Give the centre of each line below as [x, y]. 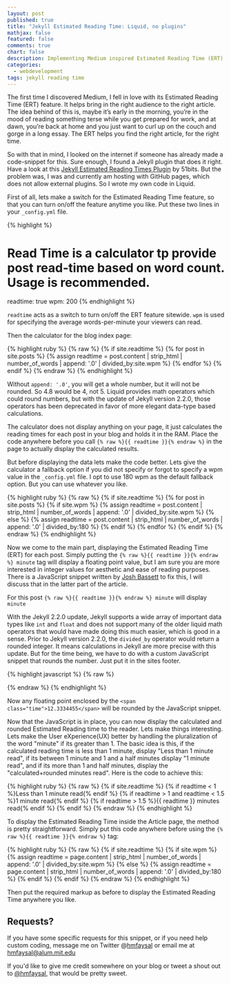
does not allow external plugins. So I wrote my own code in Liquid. [101, 184]
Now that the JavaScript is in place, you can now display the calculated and [114, 722]
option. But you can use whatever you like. [68, 484]
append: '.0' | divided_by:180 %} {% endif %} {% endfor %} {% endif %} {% [115, 527]
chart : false [26, 52]
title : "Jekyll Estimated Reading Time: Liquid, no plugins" [97, 26]
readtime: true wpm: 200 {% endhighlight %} [71, 301]
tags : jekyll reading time [46, 78]
